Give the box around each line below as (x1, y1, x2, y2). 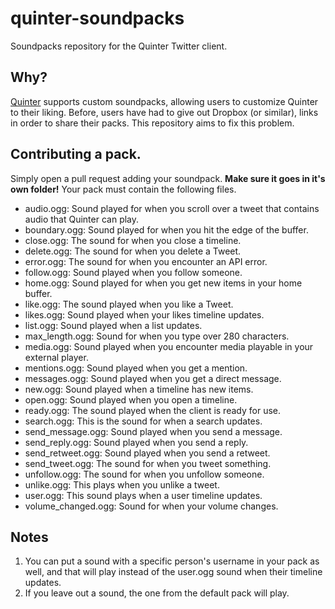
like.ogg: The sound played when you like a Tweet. (24, 298, 234, 310)
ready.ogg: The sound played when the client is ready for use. (24, 404, 281, 416)
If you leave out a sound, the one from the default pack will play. (24, 587, 290, 599)
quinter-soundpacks (10, 7, 185, 30)
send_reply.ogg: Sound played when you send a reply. (24, 436, 249, 448)
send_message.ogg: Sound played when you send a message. (24, 425, 283, 437)
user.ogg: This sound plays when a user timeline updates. (24, 489, 263, 501)
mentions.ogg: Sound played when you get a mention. (24, 362, 248, 374)
